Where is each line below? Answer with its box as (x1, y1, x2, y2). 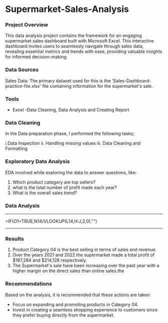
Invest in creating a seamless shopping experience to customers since (12, 307, 158, 313)
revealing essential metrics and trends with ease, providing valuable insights (5, 48, 162, 54)
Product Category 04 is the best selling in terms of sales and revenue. (12, 247, 157, 253)
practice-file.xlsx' (5, 83, 41, 89)
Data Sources (5, 66, 39, 73)
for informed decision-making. (5, 54, 68, 60)
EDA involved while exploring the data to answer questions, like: (5, 169, 137, 175)
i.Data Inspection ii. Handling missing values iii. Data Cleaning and (5, 140, 141, 146)
